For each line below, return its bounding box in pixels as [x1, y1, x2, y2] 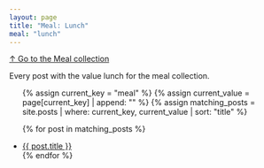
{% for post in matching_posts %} [21, 124, 146, 134]
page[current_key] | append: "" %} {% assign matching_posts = [21, 97, 255, 108]
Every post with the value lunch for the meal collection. [9, 71, 210, 81]
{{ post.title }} [21, 141, 73, 151]
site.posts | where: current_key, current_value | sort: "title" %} [21, 107, 248, 118]
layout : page [9, 12, 58, 22]
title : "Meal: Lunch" [9, 21, 89, 30]
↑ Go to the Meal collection [9, 54, 110, 65]
